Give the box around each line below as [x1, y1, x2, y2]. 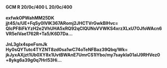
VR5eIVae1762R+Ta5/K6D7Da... [5, 31, 73, 37]
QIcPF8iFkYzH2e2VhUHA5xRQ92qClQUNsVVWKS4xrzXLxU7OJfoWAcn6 [5, 25, 163, 32]
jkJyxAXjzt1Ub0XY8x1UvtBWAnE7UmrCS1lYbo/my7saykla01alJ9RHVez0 [5, 52, 161, 58]
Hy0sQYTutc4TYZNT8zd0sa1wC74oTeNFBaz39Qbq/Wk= [5, 47, 128, 53]
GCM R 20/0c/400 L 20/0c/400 [5, 4, 72, 10]
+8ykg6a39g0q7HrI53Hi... [5, 57, 62, 63]
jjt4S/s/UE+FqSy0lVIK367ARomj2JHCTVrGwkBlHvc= [5, 20, 118, 26]
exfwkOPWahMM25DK [5, 15, 55, 21]
